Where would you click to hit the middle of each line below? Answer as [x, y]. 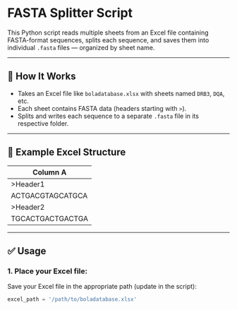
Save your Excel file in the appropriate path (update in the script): [102, 287]
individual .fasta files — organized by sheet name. [81, 47]
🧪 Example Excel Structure [67, 152]
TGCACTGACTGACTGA [50, 218]
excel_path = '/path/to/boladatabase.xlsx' [72, 299]
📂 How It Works [42, 77]
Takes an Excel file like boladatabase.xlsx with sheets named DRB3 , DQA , [121, 93]
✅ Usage [27, 251]
